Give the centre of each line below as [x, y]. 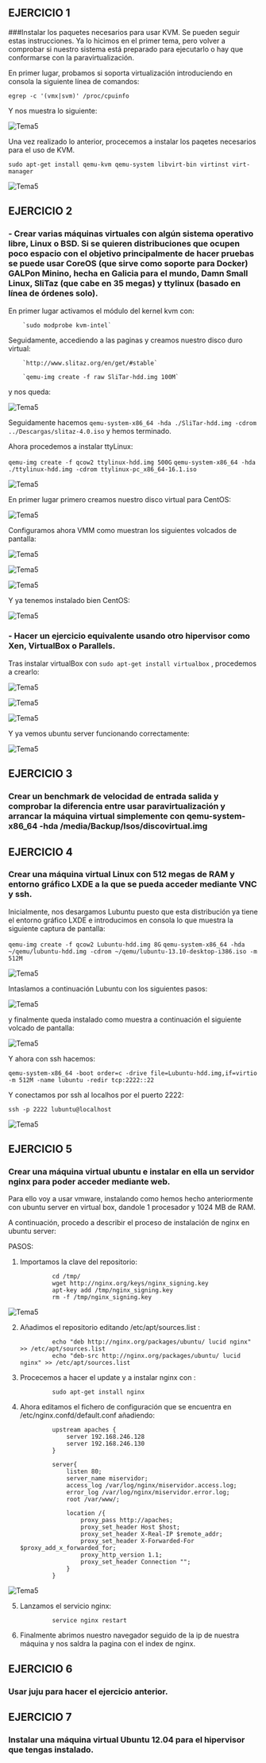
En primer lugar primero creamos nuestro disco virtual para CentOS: [120, 499]
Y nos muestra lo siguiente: [53, 110]
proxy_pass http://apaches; [127, 1521]
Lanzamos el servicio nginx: [66, 1606]
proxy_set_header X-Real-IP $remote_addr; [152, 1534]
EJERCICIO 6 [40, 1669]
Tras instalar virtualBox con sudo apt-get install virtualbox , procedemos [132, 663]
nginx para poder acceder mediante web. [89, 1181]
